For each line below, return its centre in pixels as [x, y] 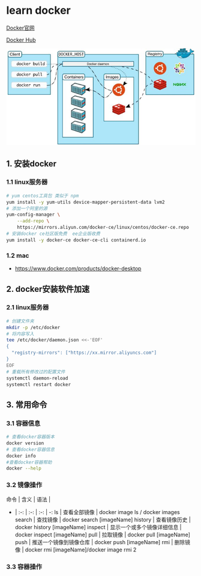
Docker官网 [20, 28]
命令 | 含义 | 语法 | [28, 499]
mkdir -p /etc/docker [33, 327]
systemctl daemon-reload [37, 378]
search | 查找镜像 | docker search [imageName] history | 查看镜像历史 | [103, 520]
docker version [25, 443]
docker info [21, 456]
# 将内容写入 [20, 334]
